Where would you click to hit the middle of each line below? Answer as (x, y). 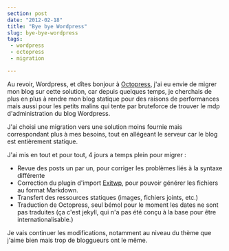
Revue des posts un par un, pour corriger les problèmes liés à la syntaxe (120, 168)
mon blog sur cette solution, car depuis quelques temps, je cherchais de (109, 91)
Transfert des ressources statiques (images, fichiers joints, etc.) (107, 197)
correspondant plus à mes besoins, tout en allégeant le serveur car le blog (112, 134)
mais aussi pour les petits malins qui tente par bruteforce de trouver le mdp (113, 106)
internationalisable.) (45, 219)
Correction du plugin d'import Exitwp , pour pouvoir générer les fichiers (118, 183)
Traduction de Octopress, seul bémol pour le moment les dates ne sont (118, 205)
